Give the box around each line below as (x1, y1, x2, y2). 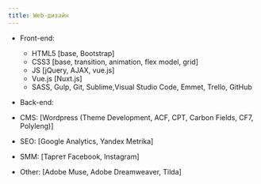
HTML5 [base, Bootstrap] (31, 48, 115, 58)
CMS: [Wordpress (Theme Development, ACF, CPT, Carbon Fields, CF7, (19, 112, 254, 122)
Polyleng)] (19, 121, 54, 130)
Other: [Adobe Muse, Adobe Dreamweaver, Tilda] (19, 167, 182, 176)
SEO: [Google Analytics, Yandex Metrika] (19, 136, 154, 146)
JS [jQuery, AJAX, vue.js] (31, 65, 115, 75)
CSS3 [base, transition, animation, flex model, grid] (31, 57, 199, 66)
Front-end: (19, 33, 56, 43)
